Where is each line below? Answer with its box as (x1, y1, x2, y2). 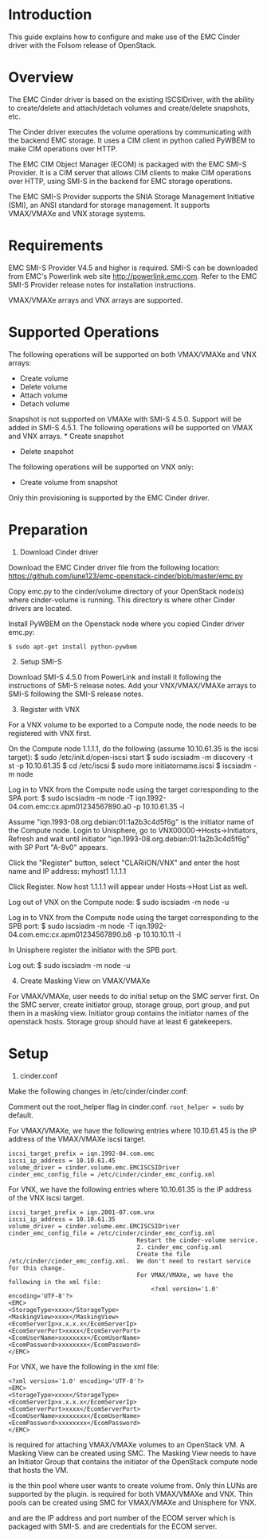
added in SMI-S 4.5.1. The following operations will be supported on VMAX (8, 422, 253, 432)
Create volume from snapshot (19, 477, 118, 487)
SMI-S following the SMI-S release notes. (8, 689, 144, 699)
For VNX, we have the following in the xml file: (8, 1361, 159, 1371)
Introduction (8, 6, 92, 24)
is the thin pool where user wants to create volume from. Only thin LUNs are (8, 1480, 257, 1490)
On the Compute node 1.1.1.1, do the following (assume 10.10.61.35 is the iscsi (8, 743, 259, 754)
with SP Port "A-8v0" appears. (8, 842, 108, 852)
